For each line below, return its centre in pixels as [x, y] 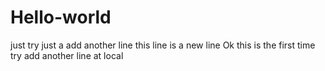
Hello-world [61, 17]
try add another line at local [67, 55]
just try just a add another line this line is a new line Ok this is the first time [163, 45]
